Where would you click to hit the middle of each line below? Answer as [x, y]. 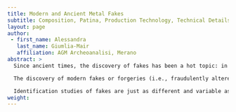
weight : [19, 98]
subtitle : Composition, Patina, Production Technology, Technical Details [119, 20]
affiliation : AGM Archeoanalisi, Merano [77, 53]
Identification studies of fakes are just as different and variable [117, 91]
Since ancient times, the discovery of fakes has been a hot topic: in [121, 66]
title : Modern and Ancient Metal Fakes [66, 14]
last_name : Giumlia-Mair [53, 46]
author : [19, 33]
